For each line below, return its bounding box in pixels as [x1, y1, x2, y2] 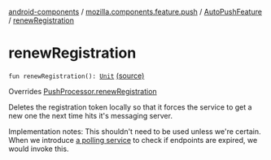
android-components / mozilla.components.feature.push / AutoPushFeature [8, 7, 263, 16]
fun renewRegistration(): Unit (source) [8, 71, 145, 80]
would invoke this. [8, 144, 69, 154]
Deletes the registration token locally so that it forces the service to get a [8, 102, 252, 112]
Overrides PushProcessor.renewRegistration [8, 86, 157, 96]
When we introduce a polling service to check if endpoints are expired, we [8, 135, 258, 145]
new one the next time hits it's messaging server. [8, 110, 173, 120]
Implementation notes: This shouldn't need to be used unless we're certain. [8, 126, 261, 136]
